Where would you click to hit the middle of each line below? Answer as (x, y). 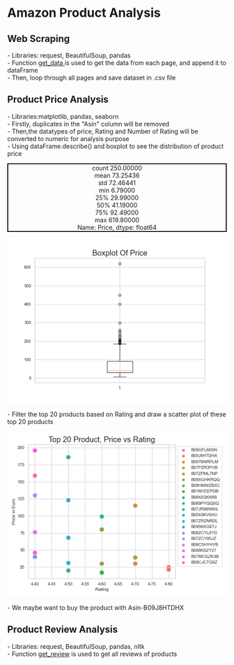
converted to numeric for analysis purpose (68, 138)
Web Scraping (39, 39)
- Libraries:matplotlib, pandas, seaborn (63, 116)
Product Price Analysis (58, 100)
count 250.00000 (117, 168)
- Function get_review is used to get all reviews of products (92, 654)
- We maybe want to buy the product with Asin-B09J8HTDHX (96, 607)
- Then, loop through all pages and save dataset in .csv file (92, 78)
